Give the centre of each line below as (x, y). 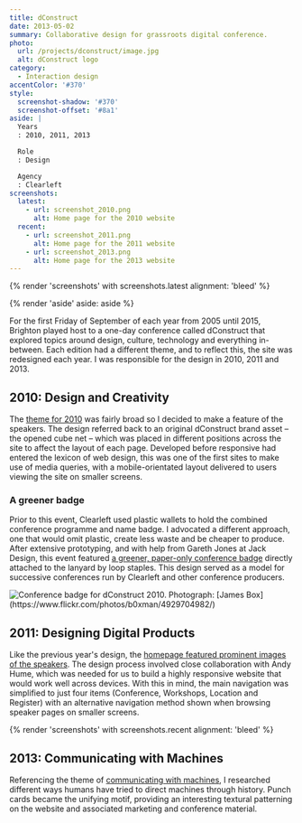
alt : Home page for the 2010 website (104, 219)
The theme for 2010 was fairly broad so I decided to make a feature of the (146, 419)
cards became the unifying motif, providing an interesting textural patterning (151, 799)
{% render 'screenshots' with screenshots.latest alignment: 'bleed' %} (140, 286)
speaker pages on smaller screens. (74, 712)
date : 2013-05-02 (42, 26)
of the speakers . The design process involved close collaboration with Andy (150, 664)
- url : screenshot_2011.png (78, 235)
